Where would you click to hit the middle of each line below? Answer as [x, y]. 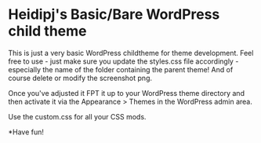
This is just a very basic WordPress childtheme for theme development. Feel [131, 53]
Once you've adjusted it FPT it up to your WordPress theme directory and [127, 93]
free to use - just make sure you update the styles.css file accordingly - [123, 61]
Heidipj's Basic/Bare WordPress [114, 15]
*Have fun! [26, 132]
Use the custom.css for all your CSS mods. [77, 116]
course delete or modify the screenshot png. [80, 78]
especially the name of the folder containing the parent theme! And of [121, 69]
